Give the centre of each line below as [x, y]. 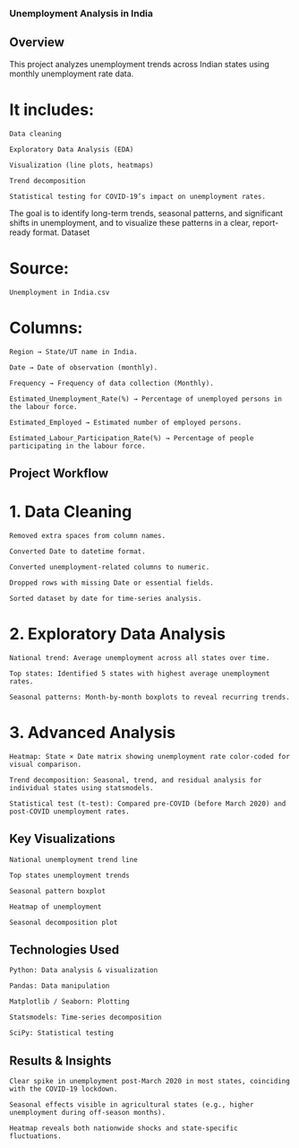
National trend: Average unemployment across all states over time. [140, 657]
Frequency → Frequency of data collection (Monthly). [112, 383]
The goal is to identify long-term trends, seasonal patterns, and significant [146, 213]
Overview [37, 43]
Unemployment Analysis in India [81, 13]
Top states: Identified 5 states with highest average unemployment [140, 674]
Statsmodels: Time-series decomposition [86, 1018]
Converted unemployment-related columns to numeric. [110, 567]
